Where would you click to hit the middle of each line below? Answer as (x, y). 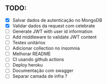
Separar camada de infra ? (40, 76)
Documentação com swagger (43, 71)
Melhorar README (31, 54)
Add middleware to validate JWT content (54, 37)
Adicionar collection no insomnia (46, 48)
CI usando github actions (38, 60)
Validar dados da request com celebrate (53, 26)
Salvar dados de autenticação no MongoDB (57, 20)
